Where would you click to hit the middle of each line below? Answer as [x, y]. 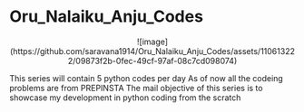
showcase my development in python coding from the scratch [125, 98]
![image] [152, 42]
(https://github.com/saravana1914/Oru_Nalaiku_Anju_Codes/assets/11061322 [152, 51]
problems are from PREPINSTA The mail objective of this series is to [136, 88]
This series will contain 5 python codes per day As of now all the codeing [146, 78]
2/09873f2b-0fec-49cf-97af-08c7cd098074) [152, 61]
